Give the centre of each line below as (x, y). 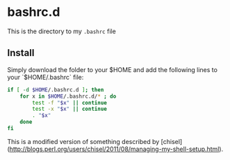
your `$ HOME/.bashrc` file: (46, 77)
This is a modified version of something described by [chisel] (95, 141)
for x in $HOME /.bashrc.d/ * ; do (68, 96)
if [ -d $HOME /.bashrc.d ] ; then (56, 90)
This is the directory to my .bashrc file (61, 31)
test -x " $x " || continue (70, 109)
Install (21, 53)
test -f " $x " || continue (70, 103)
